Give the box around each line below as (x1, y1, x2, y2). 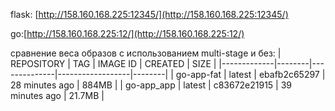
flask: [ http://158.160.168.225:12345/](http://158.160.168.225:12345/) (10, 9, 289, 20)
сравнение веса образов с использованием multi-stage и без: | (10, 47, 282, 59)
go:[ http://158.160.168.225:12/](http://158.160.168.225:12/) (10, 28, 245, 39)
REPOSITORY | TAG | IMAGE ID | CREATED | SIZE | (10, 58, 217, 69)
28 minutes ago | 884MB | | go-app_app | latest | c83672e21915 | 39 (10, 79, 293, 91)
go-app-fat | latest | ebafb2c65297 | (175, 69, 326, 80)
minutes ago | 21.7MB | (10, 90, 105, 101)
